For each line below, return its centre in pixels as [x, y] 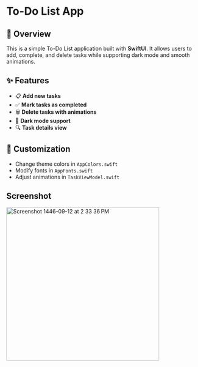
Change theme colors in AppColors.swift [66, 164]
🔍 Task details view [41, 127]
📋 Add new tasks [38, 95]
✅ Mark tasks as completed [51, 105]
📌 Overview [29, 34]
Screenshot [29, 196]
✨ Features [28, 81]
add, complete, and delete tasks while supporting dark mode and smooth [98, 55]
